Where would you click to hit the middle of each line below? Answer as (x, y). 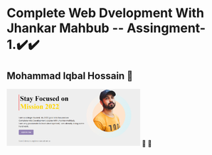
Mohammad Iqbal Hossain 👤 (70, 76)
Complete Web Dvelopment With (105, 13)
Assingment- (166, 28)
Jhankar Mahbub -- (65, 28)
